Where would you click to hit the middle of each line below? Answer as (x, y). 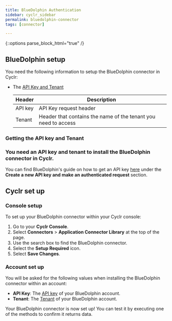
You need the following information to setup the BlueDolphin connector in (83, 72)
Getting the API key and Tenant (45, 138)
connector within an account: (36, 284)
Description (101, 100)
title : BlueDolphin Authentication (43, 10)
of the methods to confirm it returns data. (49, 314)
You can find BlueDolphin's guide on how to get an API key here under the (83, 170)
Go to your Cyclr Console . (40, 226)
